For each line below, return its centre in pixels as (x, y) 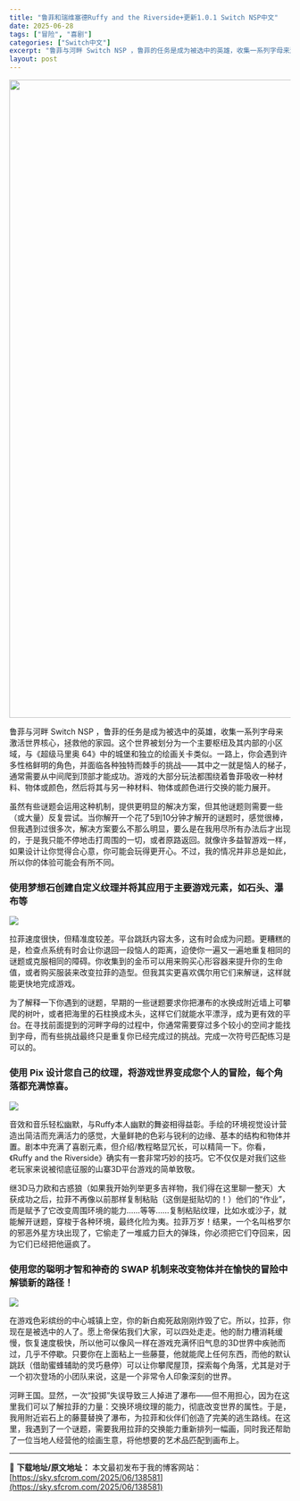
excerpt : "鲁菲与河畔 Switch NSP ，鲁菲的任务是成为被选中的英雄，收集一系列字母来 (150, 51)
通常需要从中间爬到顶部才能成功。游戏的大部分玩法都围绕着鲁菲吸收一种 (142, 776)
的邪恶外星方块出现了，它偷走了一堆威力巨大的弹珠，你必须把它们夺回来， (146, 1232)
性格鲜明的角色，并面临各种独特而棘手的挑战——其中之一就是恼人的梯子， (154, 765)
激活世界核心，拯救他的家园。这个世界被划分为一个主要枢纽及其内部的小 (142, 742)
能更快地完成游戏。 (45, 983)
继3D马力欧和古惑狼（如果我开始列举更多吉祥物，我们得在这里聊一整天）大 (147, 1188)
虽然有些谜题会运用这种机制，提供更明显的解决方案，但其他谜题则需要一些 (146, 806)
